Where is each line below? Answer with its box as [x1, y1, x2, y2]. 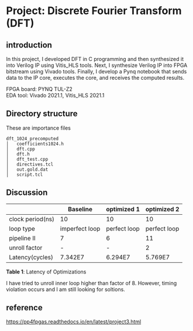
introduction [6, 40, 53, 50]
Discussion [6, 188, 48, 198]
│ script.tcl [6, 171, 43, 177]
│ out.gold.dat [6, 166, 49, 173]
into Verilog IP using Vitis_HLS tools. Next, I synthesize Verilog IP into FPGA [6, 62, 188, 69]
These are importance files [6, 124, 71, 131]
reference [6, 303, 43, 313]
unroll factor [9, 244, 43, 252]
